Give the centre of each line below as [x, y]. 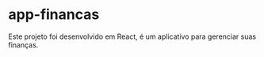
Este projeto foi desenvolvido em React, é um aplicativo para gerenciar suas [132, 36]
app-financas [54, 15]
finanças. [23, 44]
